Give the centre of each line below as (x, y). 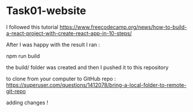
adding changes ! (27, 102)
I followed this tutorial (32, 27)
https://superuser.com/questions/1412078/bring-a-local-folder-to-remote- (97, 85)
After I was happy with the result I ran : (53, 45)
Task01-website (46, 11)
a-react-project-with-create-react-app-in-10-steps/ (69, 33)
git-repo (16, 91)
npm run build (23, 56)
